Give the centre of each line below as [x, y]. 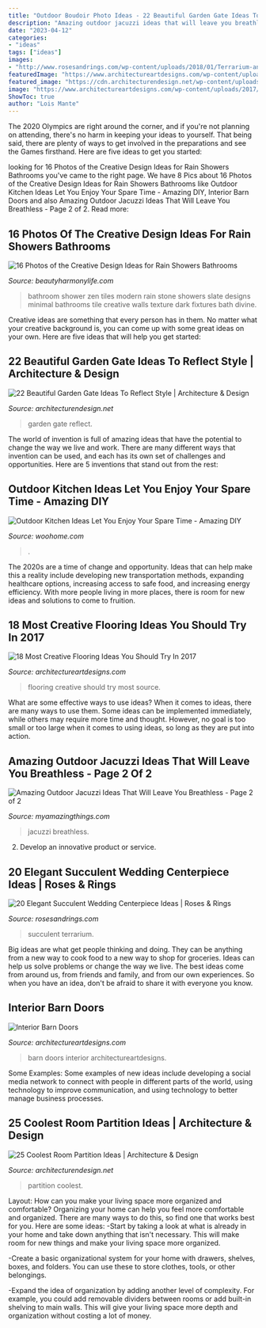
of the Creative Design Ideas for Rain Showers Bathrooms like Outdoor [123, 184]
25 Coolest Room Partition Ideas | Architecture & [130, 1123]
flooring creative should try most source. [94, 687]
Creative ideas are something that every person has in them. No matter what [133, 320]
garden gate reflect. [60, 424]
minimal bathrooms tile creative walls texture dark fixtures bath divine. [142, 304]
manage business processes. [56, 1098]
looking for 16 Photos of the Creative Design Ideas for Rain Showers [119, 167]
